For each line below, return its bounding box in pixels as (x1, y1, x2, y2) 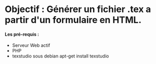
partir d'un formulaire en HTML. (5, 14, 142, 26)
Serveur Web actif (12, 42, 50, 48)
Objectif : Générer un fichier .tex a (5, 4, 151, 15)
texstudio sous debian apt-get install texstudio (12, 53, 109, 59)
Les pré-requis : (5, 31, 39, 37)
